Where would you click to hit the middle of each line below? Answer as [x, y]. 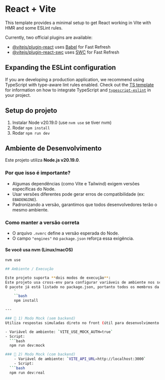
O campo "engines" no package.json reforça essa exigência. [73, 238]
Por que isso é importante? [38, 173]
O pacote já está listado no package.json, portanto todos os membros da [82, 287]
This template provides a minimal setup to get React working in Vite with [78, 23]
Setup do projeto [31, 111]
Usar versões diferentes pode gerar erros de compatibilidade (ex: [78, 194]
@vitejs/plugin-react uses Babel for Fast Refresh [61, 47]
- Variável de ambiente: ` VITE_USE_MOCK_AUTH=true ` [59, 332]
